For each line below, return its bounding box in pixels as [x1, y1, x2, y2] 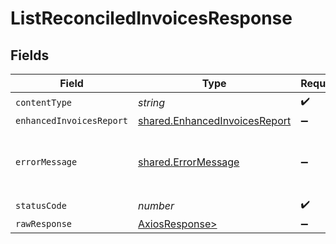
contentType [15, 97, 73, 108]
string [138, 95, 166, 109]
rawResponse [15, 218, 73, 229]
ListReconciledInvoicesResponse [10, 7, 293, 30]
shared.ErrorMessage [138, 155, 240, 169]
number [138, 198, 175, 212]
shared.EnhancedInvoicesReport [138, 114, 292, 127]
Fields [10, 47, 50, 64]
